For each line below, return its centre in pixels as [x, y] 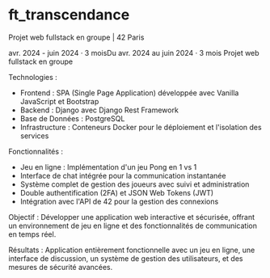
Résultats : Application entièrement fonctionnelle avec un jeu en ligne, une [132, 250]
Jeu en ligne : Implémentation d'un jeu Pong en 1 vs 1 [108, 166]
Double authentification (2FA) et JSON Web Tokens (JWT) [117, 192]
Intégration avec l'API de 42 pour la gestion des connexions [119, 201]
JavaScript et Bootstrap [59, 101]
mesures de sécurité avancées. [61, 267]
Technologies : [33, 77]
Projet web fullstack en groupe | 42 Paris [76, 37]
